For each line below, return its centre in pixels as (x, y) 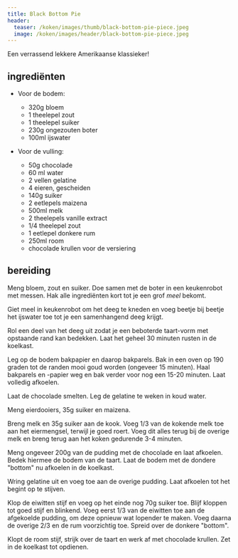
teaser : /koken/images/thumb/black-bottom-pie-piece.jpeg (102, 27)
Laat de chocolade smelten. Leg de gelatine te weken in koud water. (107, 396)
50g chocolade (50, 165)
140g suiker (45, 196)
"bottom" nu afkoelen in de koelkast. (61, 468)
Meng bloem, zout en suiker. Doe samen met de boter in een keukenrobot (115, 288)
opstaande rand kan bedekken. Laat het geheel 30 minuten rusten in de (112, 338)
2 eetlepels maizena (58, 203)
